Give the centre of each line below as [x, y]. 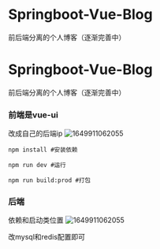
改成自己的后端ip [35, 134]
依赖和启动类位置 [36, 220]
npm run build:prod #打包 [49, 180]
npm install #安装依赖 [43, 150]
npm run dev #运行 [37, 165]
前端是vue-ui [33, 114]
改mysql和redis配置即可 [47, 237]
